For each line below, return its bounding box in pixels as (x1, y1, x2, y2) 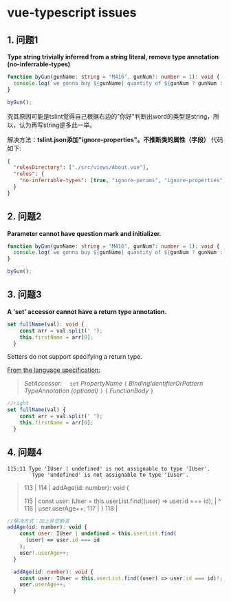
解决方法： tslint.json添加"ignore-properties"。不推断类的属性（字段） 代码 (7, 135, 223, 144)
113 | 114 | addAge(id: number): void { (23, 483, 129, 491)
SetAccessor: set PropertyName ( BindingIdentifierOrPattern (23, 380, 203, 388)
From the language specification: (7, 366, 101, 374)
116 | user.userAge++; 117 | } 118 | (23, 504, 118, 512)
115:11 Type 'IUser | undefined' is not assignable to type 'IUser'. (7, 465, 211, 472)
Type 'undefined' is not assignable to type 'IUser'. (32, 471, 189, 478)
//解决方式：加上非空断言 (7, 518, 70, 524)
